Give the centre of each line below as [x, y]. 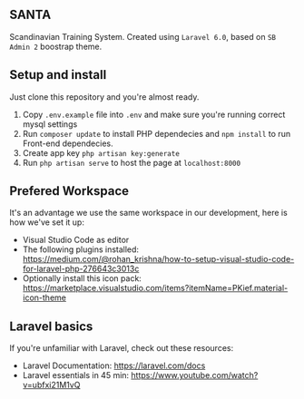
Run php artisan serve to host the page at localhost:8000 [132, 162]
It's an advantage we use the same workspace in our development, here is [148, 213]
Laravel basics [51, 326]
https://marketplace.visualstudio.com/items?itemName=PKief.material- [155, 288]
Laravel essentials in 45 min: [76, 375]
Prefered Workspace [69, 191]
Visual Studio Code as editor [76, 240]
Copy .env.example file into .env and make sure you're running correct [154, 114]
